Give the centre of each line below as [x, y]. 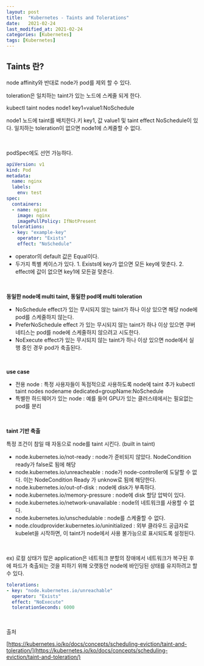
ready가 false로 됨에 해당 [45, 464]
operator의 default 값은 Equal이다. [57, 256]
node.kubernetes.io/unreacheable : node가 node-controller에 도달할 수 [103, 472]
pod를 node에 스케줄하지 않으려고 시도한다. [88, 332]
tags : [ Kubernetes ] [31, 40]
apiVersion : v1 [26, 164]
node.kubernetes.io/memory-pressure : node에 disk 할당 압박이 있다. [100, 495]
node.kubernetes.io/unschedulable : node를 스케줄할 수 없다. [90, 518]
